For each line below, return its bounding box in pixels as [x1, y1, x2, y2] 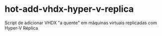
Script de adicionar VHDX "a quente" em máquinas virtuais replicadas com [4, 20, 157, 26]
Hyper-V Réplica [4, 25, 38, 31]
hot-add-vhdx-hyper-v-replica [4, 3, 134, 15]
